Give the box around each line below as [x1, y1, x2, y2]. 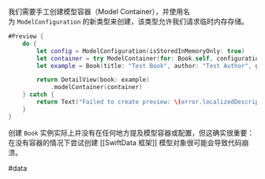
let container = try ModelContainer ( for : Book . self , [36, 54, 214, 62]
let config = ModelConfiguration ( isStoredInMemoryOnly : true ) [36, 47, 245, 55]
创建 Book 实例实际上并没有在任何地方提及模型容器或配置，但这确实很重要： [8, 128, 255, 137]
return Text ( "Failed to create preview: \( [36, 98, 181, 106]
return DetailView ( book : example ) [36, 76, 150, 84]
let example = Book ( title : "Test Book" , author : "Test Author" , [36, 62, 252, 69]
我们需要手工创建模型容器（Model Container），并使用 [8, 7, 184, 16]
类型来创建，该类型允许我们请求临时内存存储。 [95, 17, 248, 26]
